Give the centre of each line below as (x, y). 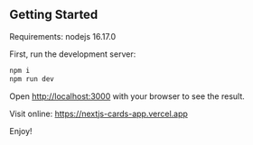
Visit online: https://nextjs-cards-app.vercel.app (98, 113)
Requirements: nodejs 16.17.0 (63, 36)
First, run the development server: (73, 54)
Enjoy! (21, 131)
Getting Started (54, 15)
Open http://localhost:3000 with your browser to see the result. (127, 96)
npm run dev (32, 79)
